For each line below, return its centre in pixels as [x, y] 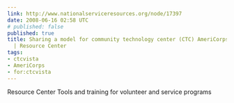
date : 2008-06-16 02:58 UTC [48, 20]
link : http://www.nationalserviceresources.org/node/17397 [95, 14]
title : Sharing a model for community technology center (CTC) [101, 40]
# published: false [36, 26]
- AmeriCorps [26, 65]
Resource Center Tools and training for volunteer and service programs [109, 92]
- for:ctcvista [29, 72]
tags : [15, 53]
